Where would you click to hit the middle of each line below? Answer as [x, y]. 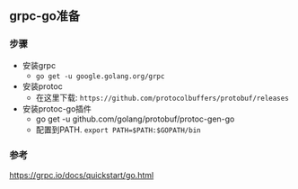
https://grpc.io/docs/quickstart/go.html [82, 175]
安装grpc [39, 65]
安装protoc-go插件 [57, 108]
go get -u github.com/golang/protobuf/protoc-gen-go [135, 119]
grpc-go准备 [45, 16]
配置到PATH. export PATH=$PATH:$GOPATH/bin [118, 130]
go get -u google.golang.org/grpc [100, 76]
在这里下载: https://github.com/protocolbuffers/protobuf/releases [162, 97]
